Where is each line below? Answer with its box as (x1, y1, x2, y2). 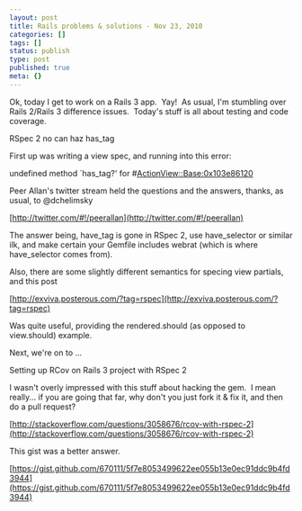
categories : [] (9, 30, 67, 39)
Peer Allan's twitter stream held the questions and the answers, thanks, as (9, 185, 284, 196)
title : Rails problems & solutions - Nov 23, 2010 (9, 22, 203, 31)
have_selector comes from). (9, 248, 113, 259)
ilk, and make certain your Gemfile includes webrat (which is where (9, 239, 259, 250)
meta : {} (9, 72, 42, 81)
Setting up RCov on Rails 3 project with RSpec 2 (9, 364, 187, 375)
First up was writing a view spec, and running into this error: (9, 150, 232, 161)
